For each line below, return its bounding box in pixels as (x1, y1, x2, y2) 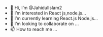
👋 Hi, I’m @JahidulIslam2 (10, 5, 62, 10)
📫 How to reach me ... (10, 26, 57, 32)
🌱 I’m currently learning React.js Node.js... (10, 15, 98, 21)
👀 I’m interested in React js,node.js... (10, 10, 86, 16)
